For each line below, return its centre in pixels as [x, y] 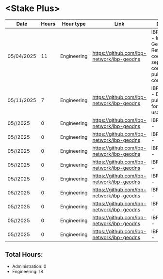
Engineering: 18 [28, 271]
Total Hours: [24, 255]
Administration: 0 [29, 266]
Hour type [74, 24]
